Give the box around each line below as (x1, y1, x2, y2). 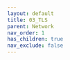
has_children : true (7, 36, 64, 43)
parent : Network (7, 23, 54, 30)
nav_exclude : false (7, 42, 64, 49)
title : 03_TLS (7, 17, 49, 23)
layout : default (7, 10, 54, 17)
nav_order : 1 (7, 29, 45, 37)
